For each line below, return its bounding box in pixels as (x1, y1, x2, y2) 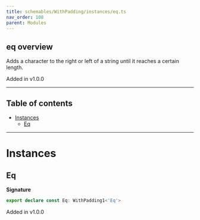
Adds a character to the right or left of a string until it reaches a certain (6, 58, 180, 65)
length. (6, 64, 24, 71)
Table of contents (6, 98, 73, 108)
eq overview (6, 42, 54, 52)
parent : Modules (6, 20, 46, 26)
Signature (6, 186, 32, 193)
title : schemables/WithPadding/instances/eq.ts (6, 8, 127, 15)
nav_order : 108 (6, 14, 44, 20)
